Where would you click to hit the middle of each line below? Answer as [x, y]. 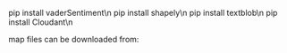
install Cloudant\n [41, 22]
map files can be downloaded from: [74, 39]
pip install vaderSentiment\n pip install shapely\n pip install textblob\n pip [143, 13]
